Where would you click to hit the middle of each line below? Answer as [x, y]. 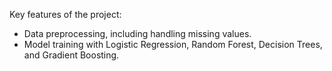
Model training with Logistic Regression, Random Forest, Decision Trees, [173, 44]
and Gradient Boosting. [71, 55]
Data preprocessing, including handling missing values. [137, 33]
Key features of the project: [65, 14]
